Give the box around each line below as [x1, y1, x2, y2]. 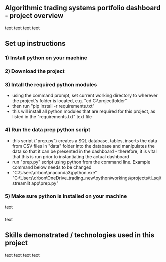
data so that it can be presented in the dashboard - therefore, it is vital [12, 148, 157, 154]
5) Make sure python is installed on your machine [5, 192, 127, 199]
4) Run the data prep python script [5, 126, 91, 133]
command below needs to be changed [12, 164, 92, 170]
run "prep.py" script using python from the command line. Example [12, 159, 151, 165]
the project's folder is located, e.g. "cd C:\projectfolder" [12, 98, 127, 104]
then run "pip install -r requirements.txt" [12, 103, 95, 109]
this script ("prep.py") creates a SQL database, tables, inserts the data [12, 137, 157, 144]
